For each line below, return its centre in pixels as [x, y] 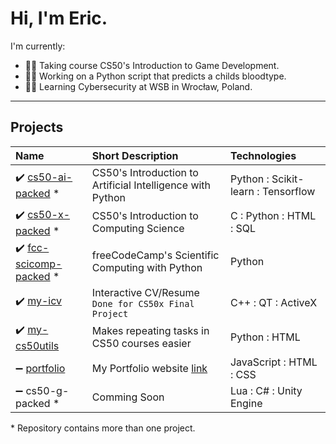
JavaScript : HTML [273, 362]
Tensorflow [288, 191]
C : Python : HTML [273, 216]
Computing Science [138, 229]
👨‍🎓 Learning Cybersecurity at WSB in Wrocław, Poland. [138, 86]
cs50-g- [47, 390]
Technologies [263, 155]
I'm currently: [38, 46]
